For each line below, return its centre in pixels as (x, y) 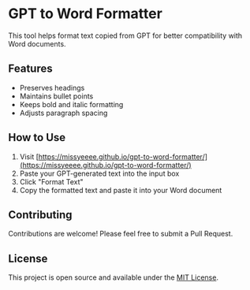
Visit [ (29, 156)
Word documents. (37, 43)
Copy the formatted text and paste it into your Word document (121, 190)
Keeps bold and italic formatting (71, 104)
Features (30, 69)
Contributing (40, 215)
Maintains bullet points (56, 96)
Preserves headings (52, 87)
